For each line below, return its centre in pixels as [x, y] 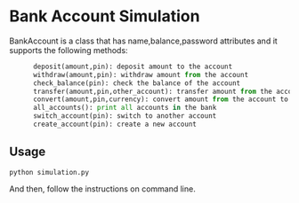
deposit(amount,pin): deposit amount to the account [133, 66]
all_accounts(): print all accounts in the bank [125, 108]
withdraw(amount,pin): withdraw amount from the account [141, 74]
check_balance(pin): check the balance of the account [137, 83]
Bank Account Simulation [105, 16]
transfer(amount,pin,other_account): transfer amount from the [153, 91]
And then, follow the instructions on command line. [102, 189]
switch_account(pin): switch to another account [125, 116]
